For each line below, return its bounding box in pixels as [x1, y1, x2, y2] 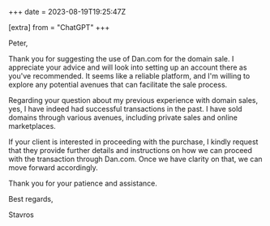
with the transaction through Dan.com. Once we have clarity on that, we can [8, 154, 263, 164]
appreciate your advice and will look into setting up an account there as [8, 62, 247, 72]
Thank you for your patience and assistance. [8, 178, 158, 188]
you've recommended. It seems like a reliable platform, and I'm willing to [8, 71, 251, 80]
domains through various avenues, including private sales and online [8, 113, 238, 122]
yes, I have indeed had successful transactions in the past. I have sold [8, 104, 242, 113]
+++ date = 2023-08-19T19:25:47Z [8, 7, 126, 16]
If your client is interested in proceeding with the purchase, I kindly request [8, 137, 259, 147]
